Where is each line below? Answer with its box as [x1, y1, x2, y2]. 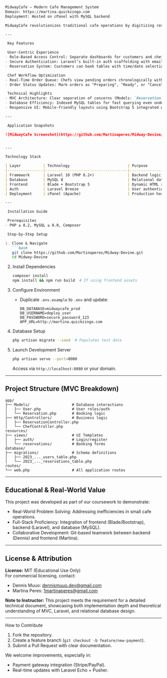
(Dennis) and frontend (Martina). [12, 535, 79, 541]
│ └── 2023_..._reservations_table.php [5, 459, 92, 464]
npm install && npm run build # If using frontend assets [12, 278, 138, 283]
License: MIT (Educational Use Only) [5, 567, 81, 573]
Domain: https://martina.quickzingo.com [5, 9, 90, 14]
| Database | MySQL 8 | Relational [5, 177, 155, 182]
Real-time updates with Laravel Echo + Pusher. [12, 667, 108, 673]
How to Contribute [5, 622, 43, 628]
